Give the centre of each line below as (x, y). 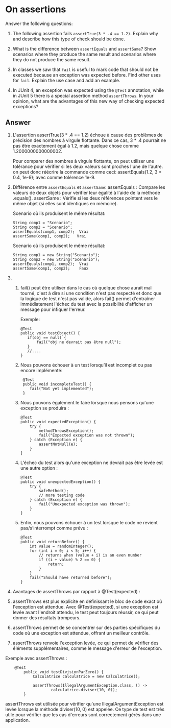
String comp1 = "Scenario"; (42, 223)
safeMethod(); (54, 491)
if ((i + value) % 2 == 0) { (70, 560)
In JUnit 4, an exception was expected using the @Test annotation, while (88, 90)
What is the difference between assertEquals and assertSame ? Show (84, 48)
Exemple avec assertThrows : (36, 658)
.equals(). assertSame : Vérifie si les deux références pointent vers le (85, 198)
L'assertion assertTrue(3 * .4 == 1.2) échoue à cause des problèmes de (88, 135)
